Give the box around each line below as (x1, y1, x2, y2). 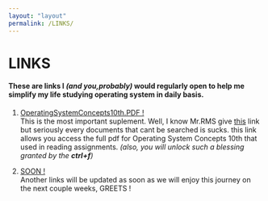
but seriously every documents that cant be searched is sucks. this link (19, 124, 257, 134)
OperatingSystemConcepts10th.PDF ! (19, 107, 144, 117)
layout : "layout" (8, 11, 67, 20)
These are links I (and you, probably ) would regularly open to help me (8, 82, 245, 91)
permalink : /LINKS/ (8, 19, 74, 27)
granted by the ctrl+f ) (19, 150, 94, 160)
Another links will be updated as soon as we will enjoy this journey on (19, 174, 252, 184)
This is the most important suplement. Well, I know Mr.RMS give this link (19, 116, 260, 126)
